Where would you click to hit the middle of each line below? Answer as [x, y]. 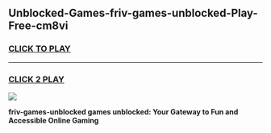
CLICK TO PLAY [40, 49]
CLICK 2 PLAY [36, 79]
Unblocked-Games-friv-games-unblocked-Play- [133, 13]
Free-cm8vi [38, 26]
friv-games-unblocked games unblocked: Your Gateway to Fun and [123, 111]
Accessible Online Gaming [54, 120]
